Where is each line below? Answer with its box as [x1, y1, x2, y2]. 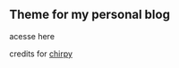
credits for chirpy [9, 48, 73, 59]
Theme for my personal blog [9, 7, 170, 22]
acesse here [9, 30, 55, 41]
